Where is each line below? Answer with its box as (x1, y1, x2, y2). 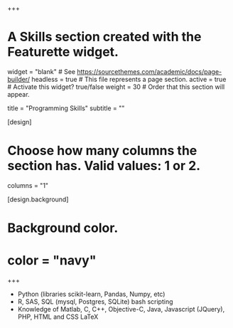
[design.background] (7, 195, 69, 203)
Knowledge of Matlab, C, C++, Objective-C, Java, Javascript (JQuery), (17, 305, 225, 313)
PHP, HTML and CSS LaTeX (17, 312, 99, 321)
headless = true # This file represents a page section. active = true (31, 75, 227, 83)
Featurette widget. (7, 44, 119, 60)
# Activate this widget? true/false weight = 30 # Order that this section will (7, 83, 225, 91)
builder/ (7, 75, 31, 83)
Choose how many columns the (7, 143, 197, 159)
